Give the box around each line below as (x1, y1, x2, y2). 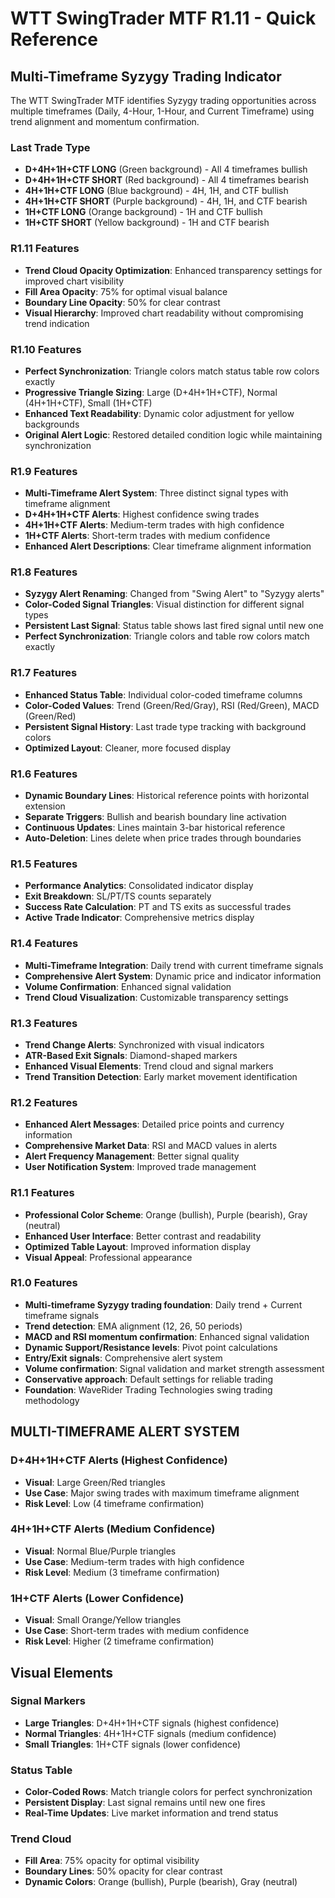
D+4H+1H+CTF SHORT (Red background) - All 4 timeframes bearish (24, 174, 310, 186)
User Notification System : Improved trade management (24, 1161, 257, 1173)
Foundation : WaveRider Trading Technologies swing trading (24, 1383, 273, 1396)
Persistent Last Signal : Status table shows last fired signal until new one (24, 620, 324, 632)
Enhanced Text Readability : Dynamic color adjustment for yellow (24, 407, 295, 419)
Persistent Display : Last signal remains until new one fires (24, 1797, 266, 1809)
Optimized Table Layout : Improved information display (24, 1240, 252, 1252)
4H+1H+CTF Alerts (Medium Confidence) (10, 1522, 216, 1536)
